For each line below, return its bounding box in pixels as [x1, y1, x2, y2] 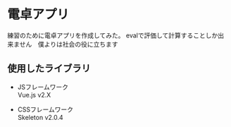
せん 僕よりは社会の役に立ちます [19, 40, 118, 48]
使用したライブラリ [7, 63, 91, 75]
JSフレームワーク [17, 83, 69, 91]
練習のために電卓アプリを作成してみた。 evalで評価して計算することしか [7, 31, 218, 40]
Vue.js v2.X [17, 90, 51, 99]
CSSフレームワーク [17, 105, 74, 114]
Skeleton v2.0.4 [17, 113, 63, 121]
